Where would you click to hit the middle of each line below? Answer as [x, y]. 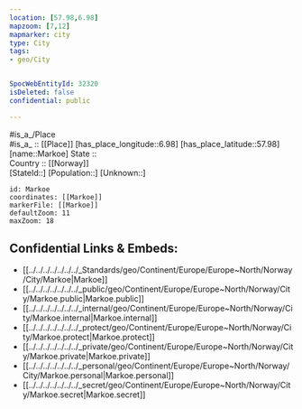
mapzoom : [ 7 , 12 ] [40, 26]
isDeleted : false [42, 92]
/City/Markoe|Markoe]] [65, 280]
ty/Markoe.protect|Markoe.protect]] [88, 337]
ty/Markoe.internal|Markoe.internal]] [90, 318]
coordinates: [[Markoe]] [56, 197]
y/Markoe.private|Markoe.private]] [86, 357]
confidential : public [50, 100]
